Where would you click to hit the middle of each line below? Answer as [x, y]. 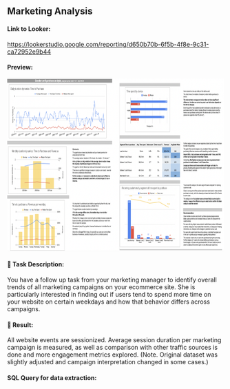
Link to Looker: [29, 29]
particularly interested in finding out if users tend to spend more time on [109, 294]
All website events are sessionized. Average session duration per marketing [114, 340]
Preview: [20, 67]
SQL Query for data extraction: [52, 377]
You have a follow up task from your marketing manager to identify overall [112, 280]
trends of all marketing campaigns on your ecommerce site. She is [101, 287]
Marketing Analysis [50, 11]
